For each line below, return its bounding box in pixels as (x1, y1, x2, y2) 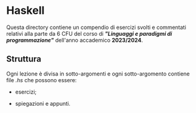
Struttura (6, 54, 41, 64)
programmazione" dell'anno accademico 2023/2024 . (6, 36, 143, 44)
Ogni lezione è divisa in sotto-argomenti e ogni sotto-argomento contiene (6, 70, 190, 77)
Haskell (6, 4, 45, 18)
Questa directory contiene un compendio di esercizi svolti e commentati (6, 24, 186, 31)
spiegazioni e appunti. (15, 100, 71, 107)
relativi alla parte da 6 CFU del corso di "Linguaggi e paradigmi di (6, 30, 172, 37)
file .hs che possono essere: (6, 76, 77, 83)
